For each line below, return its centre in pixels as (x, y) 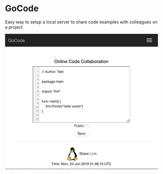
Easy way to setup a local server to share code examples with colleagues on (81, 22)
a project (14, 27)
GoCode (22, 9)
